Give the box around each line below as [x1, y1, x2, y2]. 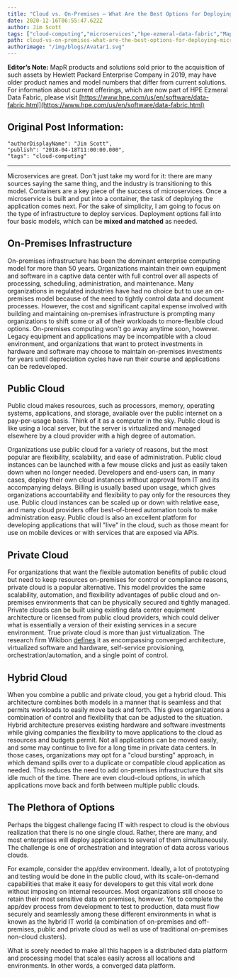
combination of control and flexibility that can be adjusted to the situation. [7, 713, 222, 722]
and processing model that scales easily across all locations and [7, 954, 195, 962]
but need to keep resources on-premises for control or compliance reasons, [7, 576, 229, 584]
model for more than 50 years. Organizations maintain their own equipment [7, 264, 227, 272]
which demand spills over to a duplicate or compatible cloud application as [7, 758, 225, 767]
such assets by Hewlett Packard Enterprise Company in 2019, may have [7, 70, 217, 79]
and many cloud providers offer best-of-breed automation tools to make [7, 506, 217, 514]
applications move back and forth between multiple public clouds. [7, 781, 200, 789]
